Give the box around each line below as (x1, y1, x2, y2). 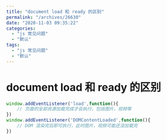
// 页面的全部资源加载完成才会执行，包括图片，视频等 (17, 106, 132, 112)
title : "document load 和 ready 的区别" (6, 8, 104, 15)
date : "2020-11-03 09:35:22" (6, 20, 79, 26)
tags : (6, 42, 20, 48)
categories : (6, 25, 36, 32)
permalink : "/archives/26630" (6, 14, 82, 20)
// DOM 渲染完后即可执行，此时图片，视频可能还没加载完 (17, 123, 138, 129)
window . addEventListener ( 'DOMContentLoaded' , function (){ (6, 117, 151, 123)
